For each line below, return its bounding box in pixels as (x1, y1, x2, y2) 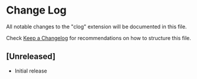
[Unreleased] (6, 51, 56, 62)
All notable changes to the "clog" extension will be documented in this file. (6, 23, 187, 30)
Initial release (14, 67, 47, 74)
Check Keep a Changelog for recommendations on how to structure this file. (6, 34, 192, 41)
